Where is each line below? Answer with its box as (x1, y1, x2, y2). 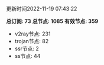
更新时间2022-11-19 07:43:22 (6, 5, 77, 12)
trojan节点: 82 (14, 38, 49, 44)
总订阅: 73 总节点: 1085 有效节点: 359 (6, 18, 99, 25)
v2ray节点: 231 (14, 30, 51, 37)
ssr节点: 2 (14, 45, 40, 52)
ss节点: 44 (14, 53, 41, 59)
